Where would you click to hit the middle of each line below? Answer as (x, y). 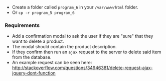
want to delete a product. (38, 41)
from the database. (32, 57)
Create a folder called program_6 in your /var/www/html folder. (75, 7)
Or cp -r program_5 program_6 (43, 12)
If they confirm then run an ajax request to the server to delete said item (87, 52)
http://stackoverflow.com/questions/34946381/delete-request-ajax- (82, 68)
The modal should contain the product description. (64, 47)
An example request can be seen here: (52, 63)
